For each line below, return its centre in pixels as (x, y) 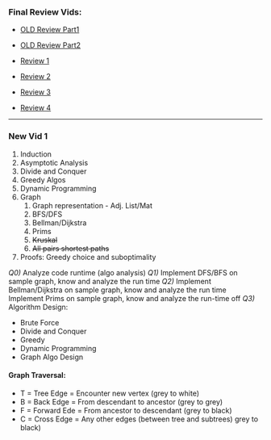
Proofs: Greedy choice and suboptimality (88, 257)
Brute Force (40, 322)
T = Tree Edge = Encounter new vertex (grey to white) (110, 393)
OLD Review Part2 (50, 45)
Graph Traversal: (37, 375)
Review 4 (35, 108)
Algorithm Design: (38, 307)
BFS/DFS (47, 214)
